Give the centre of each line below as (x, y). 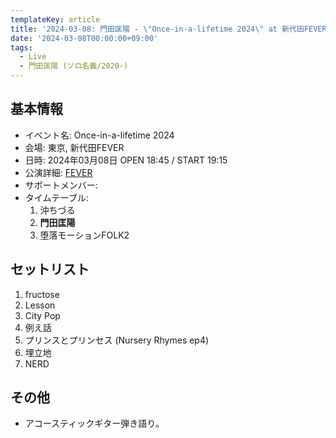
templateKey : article (55, 19)
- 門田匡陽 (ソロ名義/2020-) (74, 66)
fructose (42, 294)
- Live (33, 57)
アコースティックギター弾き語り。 (94, 423)
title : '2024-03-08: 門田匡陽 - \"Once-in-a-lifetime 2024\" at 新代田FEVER (168, 29)
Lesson (40, 305)
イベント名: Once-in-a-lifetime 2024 (99, 135)
